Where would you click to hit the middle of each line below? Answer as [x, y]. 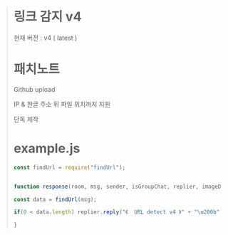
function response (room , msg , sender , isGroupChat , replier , [106, 187]
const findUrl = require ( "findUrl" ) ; [69, 167]
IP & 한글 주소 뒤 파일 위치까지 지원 [62, 104]
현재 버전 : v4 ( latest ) [45, 38]
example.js [47, 148]
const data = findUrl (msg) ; [55, 199]
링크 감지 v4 [47, 17]
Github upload [34, 89]
